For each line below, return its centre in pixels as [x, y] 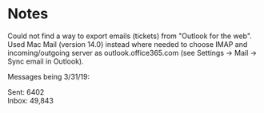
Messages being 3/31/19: [48, 76]
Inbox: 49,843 [30, 100]
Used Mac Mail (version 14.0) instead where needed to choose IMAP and [128, 44]
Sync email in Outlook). [46, 61]
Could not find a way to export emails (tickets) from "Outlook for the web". [130, 36]
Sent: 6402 [26, 92]
